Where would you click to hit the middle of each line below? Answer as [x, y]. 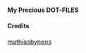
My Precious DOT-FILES [43, 10]
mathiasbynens [29, 42]
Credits [18, 26]
